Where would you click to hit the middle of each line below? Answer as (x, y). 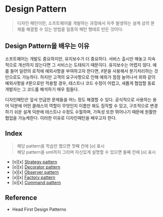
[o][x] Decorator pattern (36, 167)
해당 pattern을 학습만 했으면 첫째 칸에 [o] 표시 (61, 146)
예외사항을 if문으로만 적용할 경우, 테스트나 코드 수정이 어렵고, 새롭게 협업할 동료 (80, 83)
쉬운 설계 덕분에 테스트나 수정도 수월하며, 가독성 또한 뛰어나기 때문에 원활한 (85, 112)
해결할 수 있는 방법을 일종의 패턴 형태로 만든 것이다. (75, 29)
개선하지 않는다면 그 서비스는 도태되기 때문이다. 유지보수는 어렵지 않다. (85, 65)
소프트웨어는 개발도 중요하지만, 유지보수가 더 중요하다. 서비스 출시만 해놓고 (76, 59)
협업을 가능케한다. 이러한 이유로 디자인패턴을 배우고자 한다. (61, 118)
